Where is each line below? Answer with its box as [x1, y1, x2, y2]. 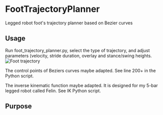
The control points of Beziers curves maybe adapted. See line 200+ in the [5, 67, 156, 73]
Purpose [5, 102, 32, 111]
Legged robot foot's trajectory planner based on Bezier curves [5, 20, 133, 26]
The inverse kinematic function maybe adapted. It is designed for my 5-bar [5, 82, 158, 88]
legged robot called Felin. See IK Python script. [5, 88, 101, 94]
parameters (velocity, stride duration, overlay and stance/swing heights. [5, 53, 152, 58]
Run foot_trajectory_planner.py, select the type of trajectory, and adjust [5, 47, 150, 53]
